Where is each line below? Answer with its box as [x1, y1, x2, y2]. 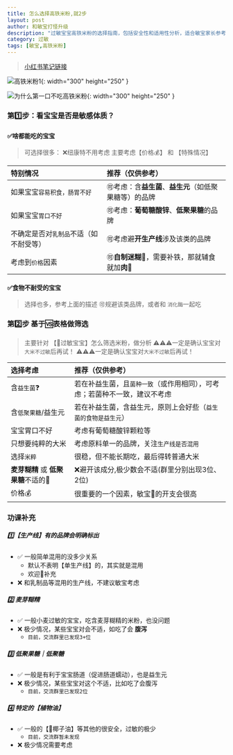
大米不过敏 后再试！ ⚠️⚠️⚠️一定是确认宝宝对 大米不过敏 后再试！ [24, 347, 194, 355]
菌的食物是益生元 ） [74, 412, 129, 422]
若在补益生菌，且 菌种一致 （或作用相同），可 [74, 379, 213, 389]
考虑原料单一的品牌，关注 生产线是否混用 [74, 439, 199, 448]
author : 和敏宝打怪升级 [7, 23, 69, 30]
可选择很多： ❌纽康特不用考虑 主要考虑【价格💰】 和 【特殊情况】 [24, 149, 212, 157]
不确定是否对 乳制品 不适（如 [10, 229, 98, 239]
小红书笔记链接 [24, 62, 67, 70]
